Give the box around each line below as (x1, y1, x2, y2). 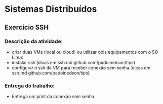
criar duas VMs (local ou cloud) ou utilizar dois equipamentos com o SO (11, 49, 159, 55)
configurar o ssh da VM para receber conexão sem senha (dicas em (11, 65, 151, 70)
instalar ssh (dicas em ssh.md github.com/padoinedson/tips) (11, 59, 135, 65)
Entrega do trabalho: (4, 82, 55, 89)
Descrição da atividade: (4, 38, 63, 45)
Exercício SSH (4, 23, 49, 32)
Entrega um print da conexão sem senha (11, 94, 94, 100)
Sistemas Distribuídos (4, 3, 97, 15)
